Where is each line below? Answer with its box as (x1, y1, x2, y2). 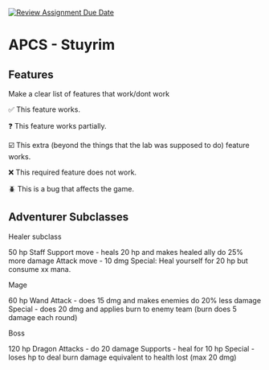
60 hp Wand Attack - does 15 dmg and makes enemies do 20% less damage (8, 295, 262, 305)
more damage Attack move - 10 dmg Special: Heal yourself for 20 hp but (8, 256, 249, 265)
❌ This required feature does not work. (8, 167, 137, 177)
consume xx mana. (8, 264, 71, 273)
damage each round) (8, 312, 78, 322)
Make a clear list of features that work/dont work (8, 89, 170, 98)
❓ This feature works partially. (8, 121, 107, 130)
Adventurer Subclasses (8, 210, 129, 224)
